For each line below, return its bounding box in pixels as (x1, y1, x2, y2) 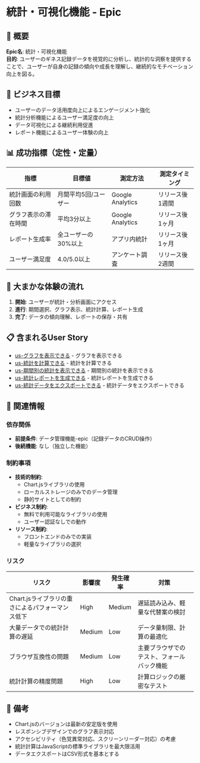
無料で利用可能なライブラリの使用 (23, 511, 108, 518)
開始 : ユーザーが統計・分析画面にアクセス (14, 299, 117, 306)
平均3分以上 (57, 215, 92, 223)
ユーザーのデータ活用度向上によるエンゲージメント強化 (14, 106, 151, 113)
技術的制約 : (14, 473, 43, 480)
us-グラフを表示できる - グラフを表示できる (14, 352, 123, 359)
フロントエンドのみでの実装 (23, 533, 92, 540)
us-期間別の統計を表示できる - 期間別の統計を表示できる (14, 367, 154, 374)
